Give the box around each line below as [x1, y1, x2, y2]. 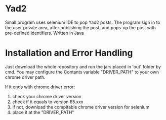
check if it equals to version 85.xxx [12, 99, 83, 105]
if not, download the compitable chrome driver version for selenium [12, 104, 150, 110]
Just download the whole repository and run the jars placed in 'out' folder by [5, 63, 161, 69]
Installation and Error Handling [5, 48, 133, 59]
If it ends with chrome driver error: [5, 84, 75, 90]
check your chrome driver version [12, 93, 82, 99]
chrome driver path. [5, 74, 45, 80]
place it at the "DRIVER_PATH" [12, 109, 74, 115]
